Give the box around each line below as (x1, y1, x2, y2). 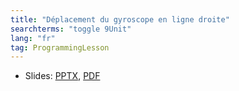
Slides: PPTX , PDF (24, 70, 101, 82)
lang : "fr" (10, 33, 56, 43)
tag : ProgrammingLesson (10, 42, 110, 53)
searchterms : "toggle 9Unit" (10, 24, 132, 34)
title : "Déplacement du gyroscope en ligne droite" (10, 14, 230, 25)
